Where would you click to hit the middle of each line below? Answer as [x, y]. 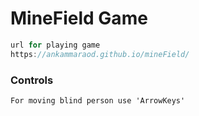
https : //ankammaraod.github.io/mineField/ [100, 54]
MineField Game [79, 18]
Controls [32, 80]
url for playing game [55, 45]
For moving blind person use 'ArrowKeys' [98, 100]
